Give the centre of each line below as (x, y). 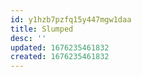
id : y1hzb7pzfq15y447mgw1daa (71, 19)
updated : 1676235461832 (60, 47)
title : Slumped (42, 29)
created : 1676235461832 (60, 57)
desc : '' (28, 38)
